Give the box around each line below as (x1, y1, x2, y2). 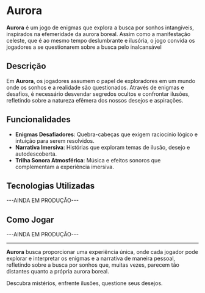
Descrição (6, 61, 46, 71)
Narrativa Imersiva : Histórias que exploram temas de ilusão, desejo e (15, 143, 190, 151)
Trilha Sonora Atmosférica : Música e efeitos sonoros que (15, 156, 161, 164)
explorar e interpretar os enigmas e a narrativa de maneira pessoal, (6, 255, 176, 262)
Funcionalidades (6, 114, 71, 125)
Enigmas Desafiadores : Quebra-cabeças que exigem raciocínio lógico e (15, 131, 198, 138)
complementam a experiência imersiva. (15, 163, 114, 170)
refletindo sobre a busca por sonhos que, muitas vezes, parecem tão (6, 261, 180, 269)
